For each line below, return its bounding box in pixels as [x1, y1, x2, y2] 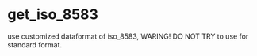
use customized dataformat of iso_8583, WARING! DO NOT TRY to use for [7, 32, 249, 41]
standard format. [7, 39, 63, 49]
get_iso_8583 [7, 6, 98, 24]
